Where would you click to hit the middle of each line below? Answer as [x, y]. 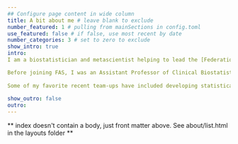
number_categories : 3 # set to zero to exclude [79, 40]
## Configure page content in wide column [71, 14]
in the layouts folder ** [40, 133]
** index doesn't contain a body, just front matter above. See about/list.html [118, 125]
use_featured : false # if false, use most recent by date [95, 34]
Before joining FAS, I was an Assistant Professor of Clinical [103, 72]
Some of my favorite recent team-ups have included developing [103, 85]
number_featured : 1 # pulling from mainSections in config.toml [104, 27]
